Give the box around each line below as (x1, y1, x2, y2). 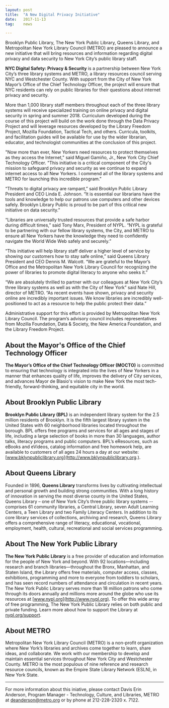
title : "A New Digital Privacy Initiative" (5, 12, 100, 17)
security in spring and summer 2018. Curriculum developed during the (5, 113, 151, 119)
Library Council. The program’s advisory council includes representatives (5, 316, 157, 322)
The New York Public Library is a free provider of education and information (5, 553, 164, 559)
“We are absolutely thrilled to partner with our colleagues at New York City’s (5, 279, 162, 285)
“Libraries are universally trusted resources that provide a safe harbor (5, 217, 150, 223)
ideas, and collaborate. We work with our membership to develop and (5, 651, 149, 657)
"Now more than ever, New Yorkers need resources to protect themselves (5, 149, 158, 155)
